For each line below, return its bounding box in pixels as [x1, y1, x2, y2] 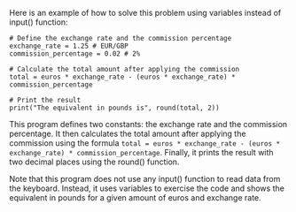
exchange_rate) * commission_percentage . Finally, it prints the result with [9, 148, 274, 157]
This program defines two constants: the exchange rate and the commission [9, 119, 288, 129]
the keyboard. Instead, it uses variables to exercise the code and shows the [9, 183, 285, 193]
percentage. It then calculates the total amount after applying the [9, 128, 246, 139]
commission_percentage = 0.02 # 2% [9, 49, 141, 58]
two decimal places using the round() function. [9, 156, 180, 167]
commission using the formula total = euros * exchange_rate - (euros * [9, 138, 281, 148]
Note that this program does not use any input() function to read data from [9, 174, 281, 184]
